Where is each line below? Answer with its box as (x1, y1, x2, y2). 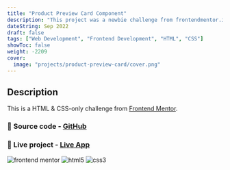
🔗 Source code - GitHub (7, 121, 87, 131)
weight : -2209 (7, 49, 48, 56)
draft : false (7, 29, 44, 36)
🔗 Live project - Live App (7, 140, 90, 149)
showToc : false (7, 42, 51, 49)
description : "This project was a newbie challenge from (7, 16, 173, 23)
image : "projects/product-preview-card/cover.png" (13, 61, 161, 68)
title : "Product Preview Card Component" (7, 10, 127, 17)
